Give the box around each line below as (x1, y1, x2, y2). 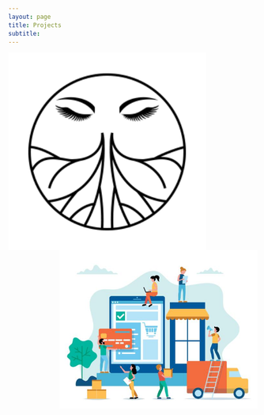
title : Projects (8, 21, 62, 29)
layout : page (8, 13, 51, 21)
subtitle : (8, 29, 41, 37)
